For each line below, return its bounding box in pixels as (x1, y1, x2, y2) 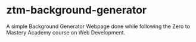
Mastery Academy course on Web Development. (6, 29, 126, 36)
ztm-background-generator (6, 3, 147, 17)
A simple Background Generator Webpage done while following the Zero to (6, 23, 191, 30)
